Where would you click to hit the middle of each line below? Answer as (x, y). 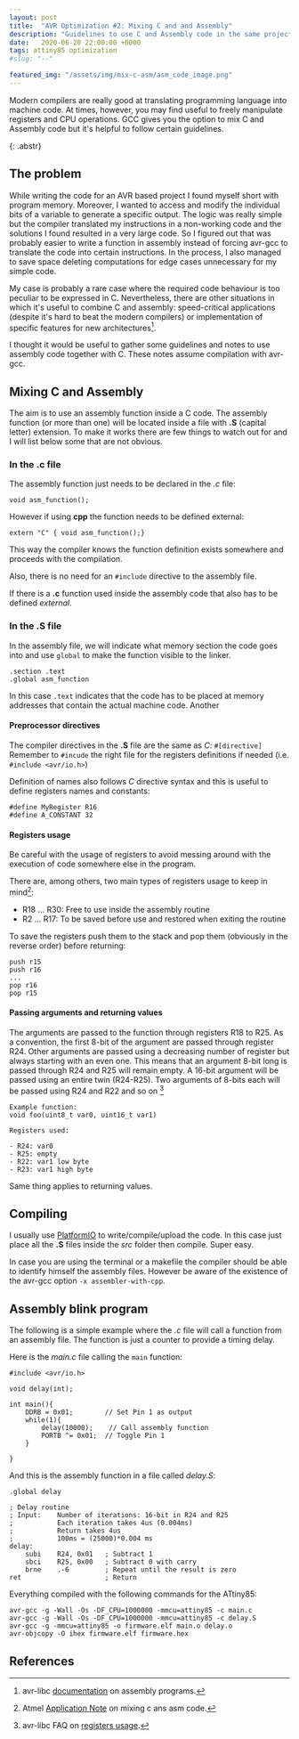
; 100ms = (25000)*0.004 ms (81, 1539)
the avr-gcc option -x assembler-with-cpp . (88, 1281)
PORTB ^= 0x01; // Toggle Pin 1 (103, 1436)
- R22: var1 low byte (49, 1162)
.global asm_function (49, 679)
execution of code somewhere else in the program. (103, 864)
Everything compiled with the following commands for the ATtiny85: (133, 1594)
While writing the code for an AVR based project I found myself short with (144, 195)
